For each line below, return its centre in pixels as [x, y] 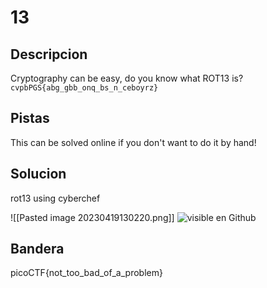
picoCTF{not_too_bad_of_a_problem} [86, 273]
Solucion [38, 174]
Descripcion [49, 54]
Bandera [37, 249]
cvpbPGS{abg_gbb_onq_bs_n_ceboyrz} [84, 88]
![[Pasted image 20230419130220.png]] [92, 217]
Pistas [30, 118]
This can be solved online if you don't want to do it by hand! [133, 142]
